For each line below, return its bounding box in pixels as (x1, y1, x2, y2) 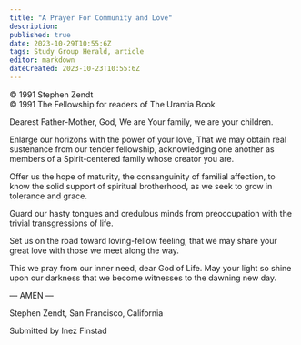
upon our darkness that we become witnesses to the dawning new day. (9, 272, 277, 283)
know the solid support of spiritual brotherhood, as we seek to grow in (9, 180, 273, 191)
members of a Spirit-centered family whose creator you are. (9, 153, 235, 164)
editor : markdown (9, 56, 75, 65)
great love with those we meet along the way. (9, 245, 180, 256)
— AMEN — (9, 289, 55, 300)
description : (9, 22, 59, 31)
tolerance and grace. (9, 190, 88, 201)
